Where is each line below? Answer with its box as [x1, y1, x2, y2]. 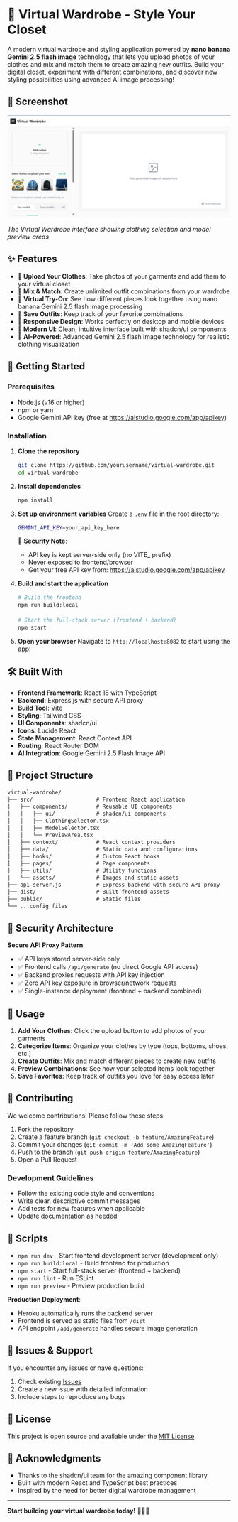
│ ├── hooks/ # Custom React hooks [7, 853, 160, 860]
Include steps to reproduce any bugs [17, 1392, 125, 1400]
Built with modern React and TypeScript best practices [17, 1479, 178, 1487]
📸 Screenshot [7, 96, 69, 108]
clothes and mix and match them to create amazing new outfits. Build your [7, 60, 225, 68]
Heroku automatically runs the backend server [17, 1309, 154, 1317]
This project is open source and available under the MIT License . [7, 1432, 197, 1440]
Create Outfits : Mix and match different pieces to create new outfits [17, 1057, 216, 1065]
